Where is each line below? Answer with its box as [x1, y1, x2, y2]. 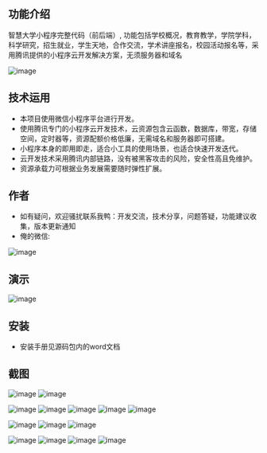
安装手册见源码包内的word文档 [19, 342, 121, 352]
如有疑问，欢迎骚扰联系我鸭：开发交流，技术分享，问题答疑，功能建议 [19, 212, 250, 221]
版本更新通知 [33, 221, 76, 231]
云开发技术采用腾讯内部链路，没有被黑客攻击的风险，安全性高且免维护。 [19, 154, 257, 163]
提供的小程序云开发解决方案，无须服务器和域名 [29, 50, 183, 60]
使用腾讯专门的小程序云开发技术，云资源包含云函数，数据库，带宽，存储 [19, 123, 257, 133]
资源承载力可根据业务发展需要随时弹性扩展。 [19, 163, 167, 173]
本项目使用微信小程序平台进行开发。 [19, 114, 139, 123]
